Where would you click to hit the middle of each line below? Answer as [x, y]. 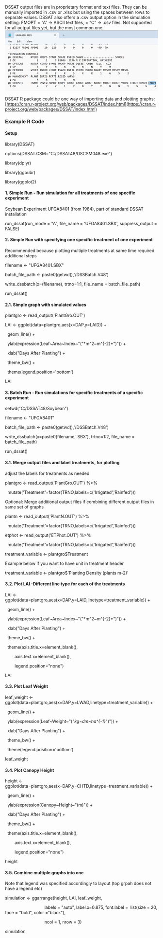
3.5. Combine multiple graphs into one [44, 872]
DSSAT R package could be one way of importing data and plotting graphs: [80, 99]
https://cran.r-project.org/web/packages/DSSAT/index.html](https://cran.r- [81, 104]
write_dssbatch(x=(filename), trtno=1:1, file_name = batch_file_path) [73, 284]
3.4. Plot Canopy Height [30, 770]
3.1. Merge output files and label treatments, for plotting [62, 463]
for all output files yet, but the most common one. [54, 28]
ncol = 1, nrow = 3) [63, 922]
